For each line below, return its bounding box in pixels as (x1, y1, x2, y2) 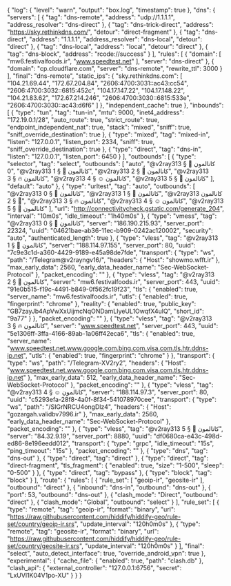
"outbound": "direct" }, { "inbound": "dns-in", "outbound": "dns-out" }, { (7, 483, 212, 492)
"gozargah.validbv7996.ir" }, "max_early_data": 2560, (7, 410, 159, 418)
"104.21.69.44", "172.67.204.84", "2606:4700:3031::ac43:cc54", (7, 79, 188, 87)
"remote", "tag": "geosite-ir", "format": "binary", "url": (7, 527, 159, 535)
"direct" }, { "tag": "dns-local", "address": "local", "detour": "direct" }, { (7, 43, 208, 50)
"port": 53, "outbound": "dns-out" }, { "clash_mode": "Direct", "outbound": (7, 491, 219, 498)
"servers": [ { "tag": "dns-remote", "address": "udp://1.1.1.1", (7, 13, 175, 21)
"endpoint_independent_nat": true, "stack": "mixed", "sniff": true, (7, 123, 192, 131)
